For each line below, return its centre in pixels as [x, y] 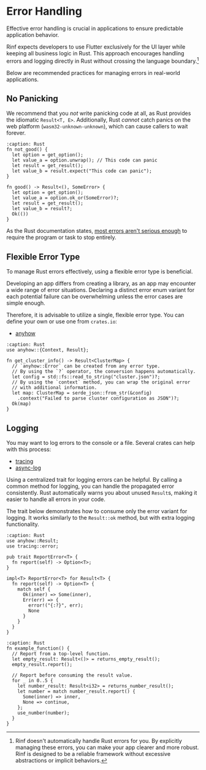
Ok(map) [22, 404]
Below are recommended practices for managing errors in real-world [93, 73]
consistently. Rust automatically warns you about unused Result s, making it [102, 493]
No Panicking [32, 99]
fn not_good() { [27, 150]
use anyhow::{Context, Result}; [48, 350]
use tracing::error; [33, 546]
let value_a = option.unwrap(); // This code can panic [85, 160]
